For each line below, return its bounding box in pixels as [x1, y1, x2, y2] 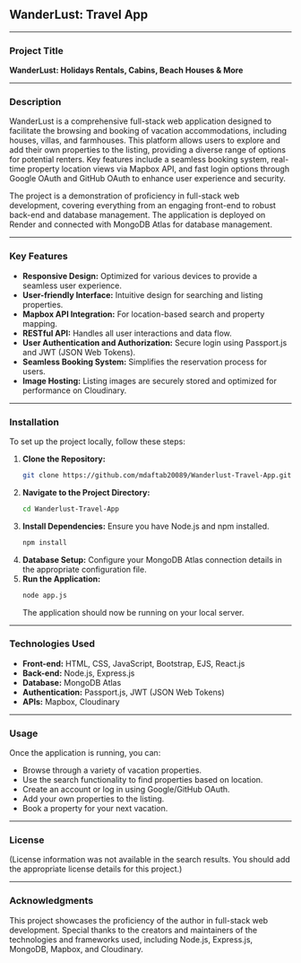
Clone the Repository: [21, 453, 106, 464]
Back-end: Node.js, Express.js [21, 668, 135, 678]
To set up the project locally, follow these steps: [9, 436, 186, 447]
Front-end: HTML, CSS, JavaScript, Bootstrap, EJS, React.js [21, 658, 245, 669]
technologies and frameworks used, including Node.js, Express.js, [9, 933, 254, 945]
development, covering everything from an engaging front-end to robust [9, 200, 276, 211]
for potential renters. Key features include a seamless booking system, [9, 154, 270, 165]
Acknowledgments [9, 895, 94, 907]
